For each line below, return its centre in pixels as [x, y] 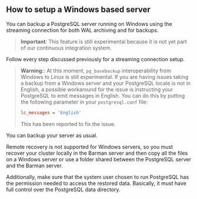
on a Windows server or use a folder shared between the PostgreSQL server [98, 159]
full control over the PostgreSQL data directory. [63, 189]
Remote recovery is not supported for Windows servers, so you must [90, 147]
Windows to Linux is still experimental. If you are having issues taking [104, 77]
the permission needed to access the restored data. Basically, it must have [96, 183]
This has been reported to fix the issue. [68, 124]
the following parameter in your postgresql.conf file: [84, 102]
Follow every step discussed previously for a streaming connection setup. [96, 59]
